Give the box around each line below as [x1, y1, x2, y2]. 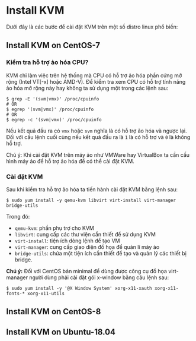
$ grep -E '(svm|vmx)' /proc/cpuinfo [6, 96, 99, 102]
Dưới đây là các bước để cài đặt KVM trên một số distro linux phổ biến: [6, 23, 178, 30]
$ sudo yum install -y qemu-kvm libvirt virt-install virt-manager [6, 197, 176, 203]
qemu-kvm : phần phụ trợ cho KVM [14, 224, 95, 232]
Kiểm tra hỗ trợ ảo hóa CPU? [6, 58, 89, 67]
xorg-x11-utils [27, 291, 65, 296]
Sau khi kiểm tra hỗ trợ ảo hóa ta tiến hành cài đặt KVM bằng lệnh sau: [6, 185, 178, 193]
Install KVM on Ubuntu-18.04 [6, 327, 115, 337]
